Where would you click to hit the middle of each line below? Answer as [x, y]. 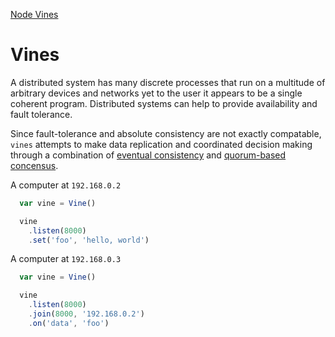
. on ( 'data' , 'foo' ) [69, 323]
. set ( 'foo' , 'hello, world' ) [89, 240]
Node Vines [34, 14]
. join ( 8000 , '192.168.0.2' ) [86, 314]
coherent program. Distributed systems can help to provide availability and [164, 103]
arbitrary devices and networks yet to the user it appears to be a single [156, 93]
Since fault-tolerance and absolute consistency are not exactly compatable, [166, 133]
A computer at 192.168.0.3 [66, 259]
